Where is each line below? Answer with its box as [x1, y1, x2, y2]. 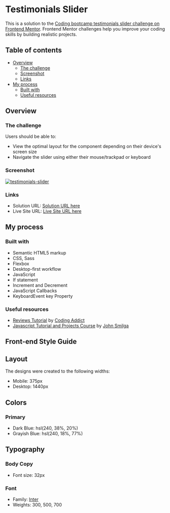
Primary [5, 413, 25, 420]
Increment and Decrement [12, 282, 67, 288]
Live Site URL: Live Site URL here [12, 208, 82, 214]
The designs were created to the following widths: [5, 368, 110, 375]
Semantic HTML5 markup [12, 249, 66, 255]
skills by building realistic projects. [5, 31, 77, 37]
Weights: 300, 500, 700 [12, 501, 62, 507]
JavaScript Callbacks [12, 288, 57, 294]
